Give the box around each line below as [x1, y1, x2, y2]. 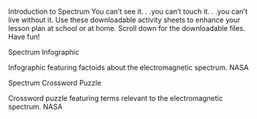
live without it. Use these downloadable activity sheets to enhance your [8, 15, 241, 25]
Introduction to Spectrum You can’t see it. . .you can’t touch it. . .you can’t [8, 7, 248, 16]
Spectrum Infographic [8, 48, 80, 56]
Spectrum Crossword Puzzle [8, 79, 101, 87]
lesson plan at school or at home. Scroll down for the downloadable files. [8, 24, 246, 33]
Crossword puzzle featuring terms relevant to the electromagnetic [8, 94, 223, 102]
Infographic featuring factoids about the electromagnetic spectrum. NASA [8, 63, 249, 72]
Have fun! [8, 32, 40, 41]
